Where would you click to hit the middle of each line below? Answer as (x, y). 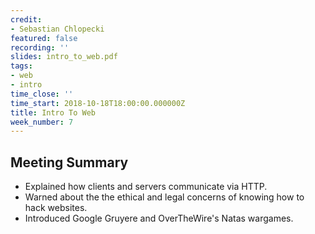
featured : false (44, 38)
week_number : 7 (42, 122)
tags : (21, 66)
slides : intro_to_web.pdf (64, 57)
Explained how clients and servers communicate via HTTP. (146, 187)
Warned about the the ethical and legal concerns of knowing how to (164, 197)
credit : (26, 19)
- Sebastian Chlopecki (57, 29)
